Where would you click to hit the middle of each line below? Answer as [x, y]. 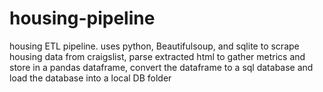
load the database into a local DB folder [90, 78]
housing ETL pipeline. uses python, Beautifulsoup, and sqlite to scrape [154, 46]
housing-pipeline [82, 18]
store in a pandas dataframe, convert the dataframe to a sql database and [161, 67]
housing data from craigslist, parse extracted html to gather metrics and [157, 56]
